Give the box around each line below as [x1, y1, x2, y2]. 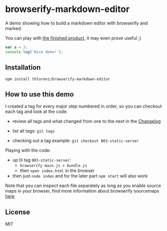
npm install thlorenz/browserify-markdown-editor [5, 76, 111, 81]
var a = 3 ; [5, 44, 28, 49]
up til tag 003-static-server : [12, 157, 71, 163]
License [5, 207, 30, 216]
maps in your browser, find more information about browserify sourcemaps [5, 188, 160, 194]
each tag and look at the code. [5, 108, 68, 114]
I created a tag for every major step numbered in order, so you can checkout [5, 103, 162, 109]
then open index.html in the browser [19, 167, 95, 173]
